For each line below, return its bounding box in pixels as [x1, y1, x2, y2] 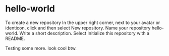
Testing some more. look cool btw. [5, 45, 77, 51]
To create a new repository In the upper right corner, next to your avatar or [5, 19, 160, 25]
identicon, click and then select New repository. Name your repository [5, 24, 151, 30]
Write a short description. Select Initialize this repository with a [19, 30, 150, 36]
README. [5, 35, 25, 41]
